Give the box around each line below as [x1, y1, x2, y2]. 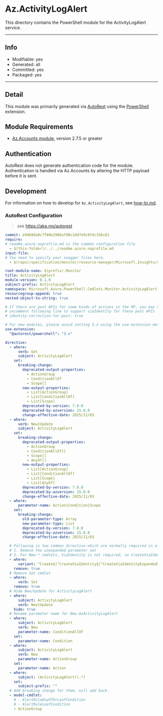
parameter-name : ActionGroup [17, 657, 77, 661]
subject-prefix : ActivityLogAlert [5, 282, 75, 287]
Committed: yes [12, 67, 44, 73]
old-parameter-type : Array [22, 516, 77, 521]
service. [5, 24, 21, 30]
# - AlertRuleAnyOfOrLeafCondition [14, 698, 86, 702]
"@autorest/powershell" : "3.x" [9, 331, 73, 336]
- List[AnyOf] [26, 480, 55, 485]
